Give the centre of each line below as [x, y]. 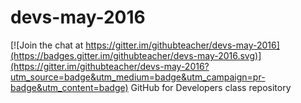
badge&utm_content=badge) [69, 87]
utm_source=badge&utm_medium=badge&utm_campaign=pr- [138, 77]
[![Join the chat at [47, 45]
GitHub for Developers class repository [211, 87]
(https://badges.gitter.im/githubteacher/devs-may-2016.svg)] [136, 55]
